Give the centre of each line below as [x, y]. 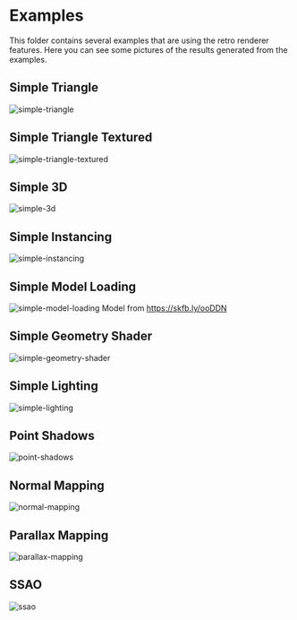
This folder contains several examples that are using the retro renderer [140, 40]
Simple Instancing [61, 237]
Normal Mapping [57, 485]
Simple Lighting [54, 386]
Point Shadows [52, 436]
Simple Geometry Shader [81, 336]
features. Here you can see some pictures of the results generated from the [148, 49]
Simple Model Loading [73, 286]
